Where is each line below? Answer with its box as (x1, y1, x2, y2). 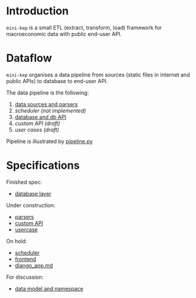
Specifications (6, 159, 80, 172)
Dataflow (6, 51, 52, 65)
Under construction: (6, 202, 55, 209)
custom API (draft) (14, 120, 61, 127)
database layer (14, 190, 52, 197)
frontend (14, 256, 37, 263)
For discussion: (6, 273, 43, 281)
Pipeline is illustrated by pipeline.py (6, 138, 93, 145)
